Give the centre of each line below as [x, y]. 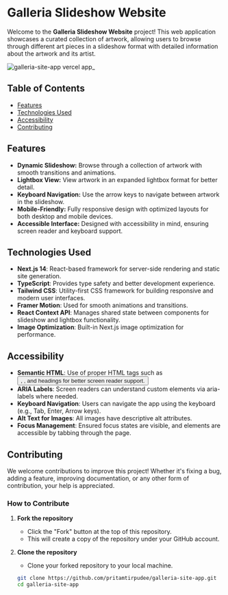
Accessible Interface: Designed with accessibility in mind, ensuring [113, 223]
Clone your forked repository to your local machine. [100, 565]
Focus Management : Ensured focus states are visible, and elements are [119, 426]
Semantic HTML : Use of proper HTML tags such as [90, 373]
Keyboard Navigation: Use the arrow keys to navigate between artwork [118, 194]
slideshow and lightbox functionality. [69, 320]
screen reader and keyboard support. [70, 231]
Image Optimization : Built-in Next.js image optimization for [100, 327]
